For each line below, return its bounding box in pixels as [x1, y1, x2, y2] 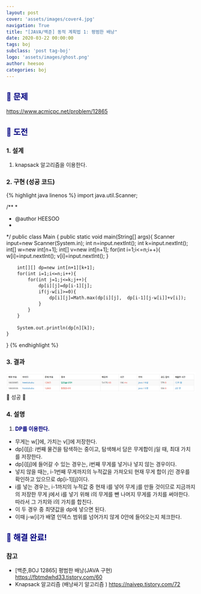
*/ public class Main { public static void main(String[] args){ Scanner [6, 233, 175, 240]
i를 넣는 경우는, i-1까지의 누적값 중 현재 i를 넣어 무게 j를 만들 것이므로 [14, 483, 175, 490]
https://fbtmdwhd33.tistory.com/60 [14, 574, 103, 581]
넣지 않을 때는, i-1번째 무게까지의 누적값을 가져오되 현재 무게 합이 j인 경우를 [14, 467, 190, 475]
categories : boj [6, 67, 47, 73]
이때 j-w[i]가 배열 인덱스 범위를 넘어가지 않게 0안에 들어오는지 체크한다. [14, 513, 182, 521]
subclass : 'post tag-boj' [6, 48, 71, 54]
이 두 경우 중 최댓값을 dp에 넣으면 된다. [14, 505, 106, 513]
